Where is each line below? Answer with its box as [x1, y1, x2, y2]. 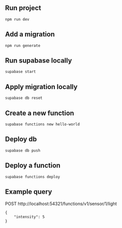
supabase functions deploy [5, 174, 60, 179]
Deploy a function [5, 161, 61, 170]
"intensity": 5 [14, 214, 45, 219]
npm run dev [5, 17, 29, 22]
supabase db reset [5, 95, 43, 101]
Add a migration [5, 30, 55, 39]
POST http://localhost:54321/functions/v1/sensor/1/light [5, 201, 117, 206]
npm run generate [5, 43, 41, 48]
